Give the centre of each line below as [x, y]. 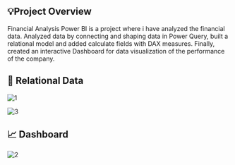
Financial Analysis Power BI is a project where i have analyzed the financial [116, 28]
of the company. [31, 59]
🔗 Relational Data [46, 81]
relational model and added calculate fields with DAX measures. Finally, [111, 43]
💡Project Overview [49, 12]
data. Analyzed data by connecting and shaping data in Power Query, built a [118, 36]
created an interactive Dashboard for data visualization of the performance [116, 51]
